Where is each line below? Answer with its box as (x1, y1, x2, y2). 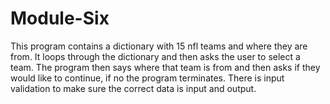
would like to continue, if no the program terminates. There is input (10, 72, 285, 84)
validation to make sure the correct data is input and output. (10, 82, 257, 94)
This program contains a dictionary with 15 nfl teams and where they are (10, 40, 308, 52)
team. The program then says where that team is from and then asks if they (10, 61, 321, 73)
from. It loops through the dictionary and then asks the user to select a (10, 50, 301, 62)
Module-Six (10, 7, 110, 30)
